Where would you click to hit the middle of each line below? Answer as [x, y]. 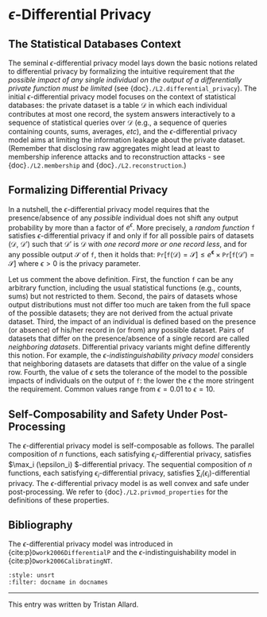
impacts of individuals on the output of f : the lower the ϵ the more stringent [131, 381]
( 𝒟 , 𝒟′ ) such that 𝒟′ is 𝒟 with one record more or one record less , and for [128, 245]
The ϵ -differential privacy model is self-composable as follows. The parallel [131, 445]
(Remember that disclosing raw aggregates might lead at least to [114, 148]
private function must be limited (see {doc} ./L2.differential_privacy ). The [132, 88]
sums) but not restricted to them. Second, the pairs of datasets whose [123, 296]
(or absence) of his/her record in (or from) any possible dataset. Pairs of [126, 330]
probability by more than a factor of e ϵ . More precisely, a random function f [132, 226]
